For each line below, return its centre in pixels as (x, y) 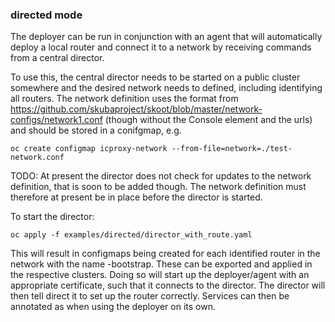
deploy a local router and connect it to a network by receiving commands (161, 47)
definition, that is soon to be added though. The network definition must (158, 187)
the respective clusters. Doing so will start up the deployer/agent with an (160, 275)
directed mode (46, 15)
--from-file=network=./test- (232, 149)
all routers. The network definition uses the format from (124, 99)
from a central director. (57, 58)
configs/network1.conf (56, 120)
